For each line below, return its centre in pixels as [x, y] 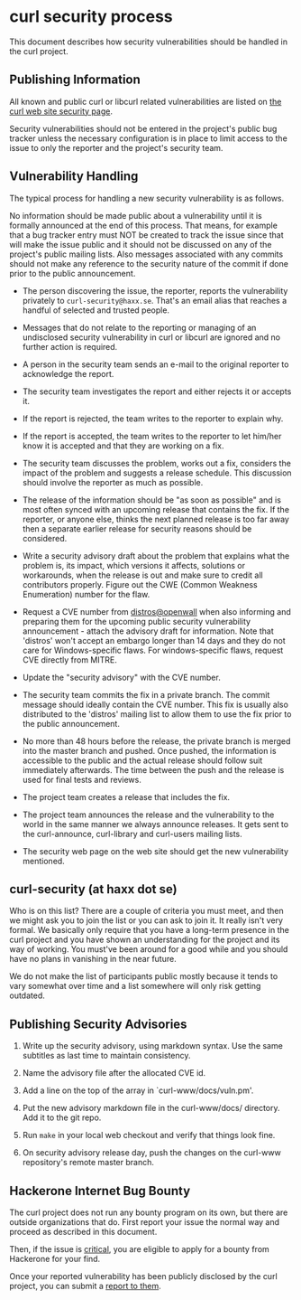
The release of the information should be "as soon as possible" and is [152, 500]
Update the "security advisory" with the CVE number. [121, 677]
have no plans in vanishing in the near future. [93, 959]
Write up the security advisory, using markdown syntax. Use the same [153, 1046]
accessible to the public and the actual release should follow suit [142, 760]
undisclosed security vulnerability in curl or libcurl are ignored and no [151, 337]
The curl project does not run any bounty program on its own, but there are [149, 1212]
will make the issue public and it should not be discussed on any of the [141, 244]
